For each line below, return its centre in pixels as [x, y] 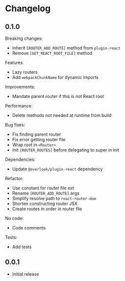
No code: [14, 218]
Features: [15, 63]
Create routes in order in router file [47, 209]
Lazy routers [25, 72]
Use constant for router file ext [43, 188]
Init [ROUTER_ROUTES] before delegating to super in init [66, 150]
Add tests [22, 247]
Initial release [25, 274]
